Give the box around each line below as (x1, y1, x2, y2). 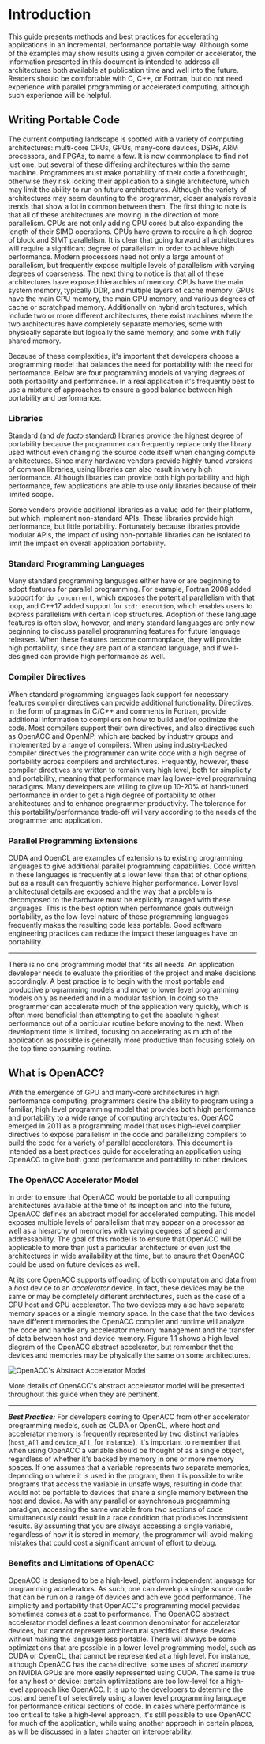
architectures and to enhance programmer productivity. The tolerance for (8, 798, 247, 808)
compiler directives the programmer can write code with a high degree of (8, 748, 247, 758)
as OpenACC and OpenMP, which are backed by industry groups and (8, 731, 233, 740)
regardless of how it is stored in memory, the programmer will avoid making (8, 1530, 254, 1539)
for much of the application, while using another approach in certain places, (8, 1719, 255, 1728)
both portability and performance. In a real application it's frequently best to (8, 376, 255, 386)
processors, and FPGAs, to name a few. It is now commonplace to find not (8, 151, 249, 160)
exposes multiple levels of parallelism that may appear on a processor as (8, 1218, 245, 1227)
